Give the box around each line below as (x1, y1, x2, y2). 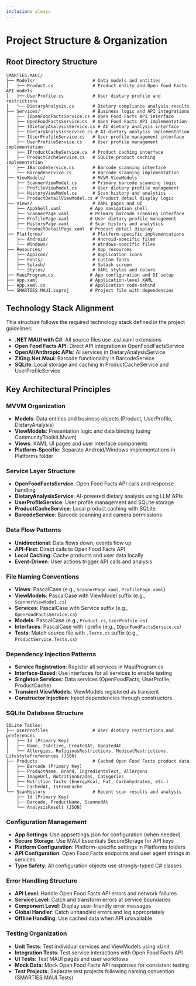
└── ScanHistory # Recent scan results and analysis (6, 789, 182, 795)
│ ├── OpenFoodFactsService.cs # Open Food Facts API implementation (6, 118, 187, 125)
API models (6, 88, 33, 94)
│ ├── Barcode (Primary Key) (6, 763, 82, 769)
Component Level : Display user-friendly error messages (14, 902, 152, 909)
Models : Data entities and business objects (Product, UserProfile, (14, 415, 173, 422)
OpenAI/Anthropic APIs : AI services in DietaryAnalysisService (14, 349, 166, 356)
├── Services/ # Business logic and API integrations (6, 108, 190, 114)
